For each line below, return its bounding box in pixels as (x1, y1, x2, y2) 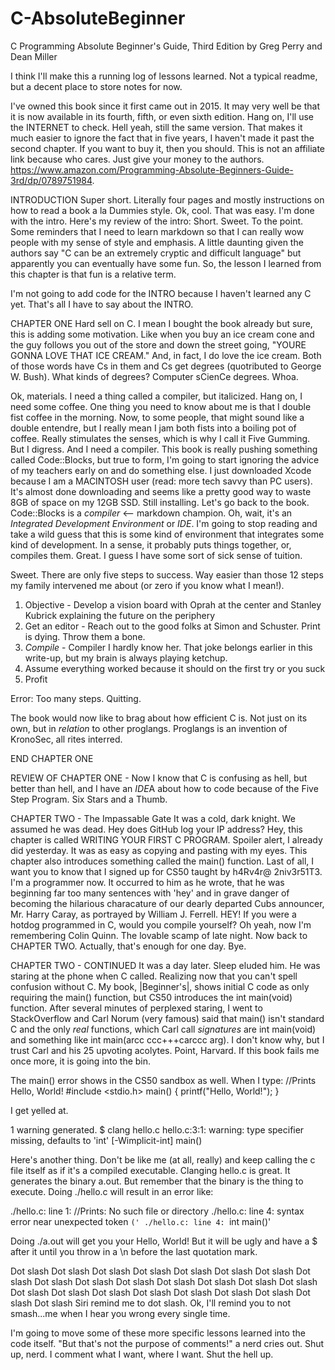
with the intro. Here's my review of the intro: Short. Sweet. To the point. (10, 215, 304, 227)
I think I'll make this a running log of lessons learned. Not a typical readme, (10, 70, 318, 82)
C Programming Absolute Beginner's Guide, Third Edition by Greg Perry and (10, 40, 323, 52)
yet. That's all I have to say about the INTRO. (10, 298, 194, 310)
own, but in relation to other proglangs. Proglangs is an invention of (10, 722, 288, 734)
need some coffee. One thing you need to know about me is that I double (10, 400, 312, 412)
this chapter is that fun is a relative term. (10, 268, 177, 280)
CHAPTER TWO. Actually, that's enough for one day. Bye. (10, 940, 247, 952)
